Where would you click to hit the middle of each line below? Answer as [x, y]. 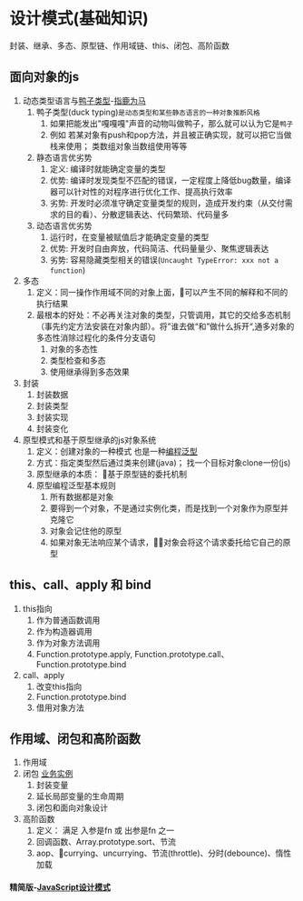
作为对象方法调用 [68, 643]
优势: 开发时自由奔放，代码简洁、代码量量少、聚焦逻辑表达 [159, 248]
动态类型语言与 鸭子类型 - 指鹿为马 [84, 100]
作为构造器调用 [64, 631]
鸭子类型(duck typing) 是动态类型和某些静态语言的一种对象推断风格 [148, 112]
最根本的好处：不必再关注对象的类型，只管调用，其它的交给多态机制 [163, 315]
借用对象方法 [60, 707]
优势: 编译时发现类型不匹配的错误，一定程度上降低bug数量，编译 [171, 180]
